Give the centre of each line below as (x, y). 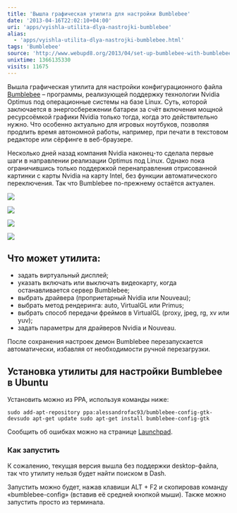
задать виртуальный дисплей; (63, 275)
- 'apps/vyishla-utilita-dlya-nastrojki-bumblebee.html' (99, 40)
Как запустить (34, 450)
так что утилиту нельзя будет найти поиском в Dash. (87, 473)
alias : (17, 34)
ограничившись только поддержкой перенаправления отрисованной (112, 168)
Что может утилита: (54, 259)
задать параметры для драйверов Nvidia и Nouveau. (97, 328)
